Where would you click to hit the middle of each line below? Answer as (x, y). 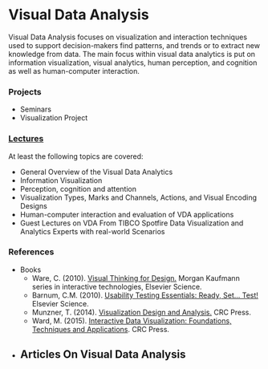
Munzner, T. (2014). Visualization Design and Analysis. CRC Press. (141, 312)
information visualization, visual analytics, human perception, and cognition (133, 63)
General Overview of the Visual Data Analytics (96, 172)
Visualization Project (54, 118)
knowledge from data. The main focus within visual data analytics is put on (132, 54)
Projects (25, 91)
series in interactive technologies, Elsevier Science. (117, 286)
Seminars (36, 109)
